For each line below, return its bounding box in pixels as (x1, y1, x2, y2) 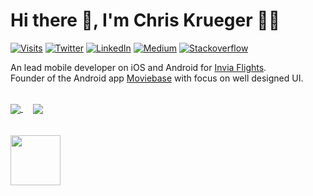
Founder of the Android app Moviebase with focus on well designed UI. (10, 72, 304, 84)
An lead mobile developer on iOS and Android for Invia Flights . (10, 61, 267, 73)
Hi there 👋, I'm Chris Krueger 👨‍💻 (10, 9, 281, 32)
